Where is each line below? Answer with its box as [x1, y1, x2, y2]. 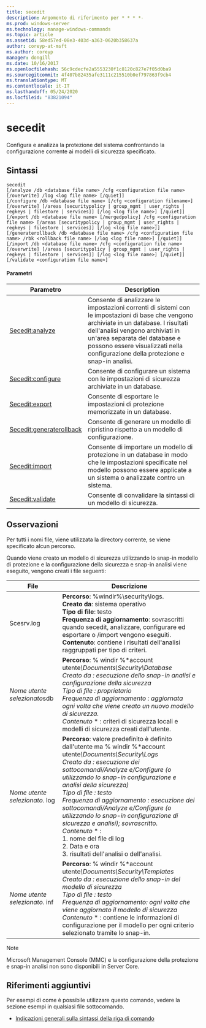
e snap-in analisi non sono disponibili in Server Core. [6, 962, 140, 970]
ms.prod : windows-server [6, 20, 70, 26]
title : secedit [6, 9, 45, 15]
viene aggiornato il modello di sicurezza [62, 905, 178, 914]
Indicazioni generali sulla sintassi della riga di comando [15, 1015, 155, 1022]
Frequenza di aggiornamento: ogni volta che [62, 897, 191, 906]
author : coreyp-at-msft [6, 44, 67, 50]
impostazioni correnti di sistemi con [88, 303, 190, 311]
